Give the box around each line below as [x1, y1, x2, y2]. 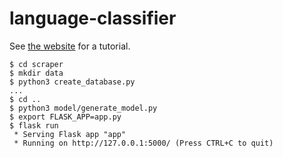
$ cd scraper [9, 59, 64, 69]
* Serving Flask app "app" [13, 129, 127, 139]
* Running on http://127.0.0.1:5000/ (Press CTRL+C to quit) [13, 138, 274, 148]
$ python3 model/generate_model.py [9, 103, 158, 113]
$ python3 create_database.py [9, 77, 136, 87]
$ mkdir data [9, 68, 64, 78]
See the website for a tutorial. [9, 40, 131, 52]
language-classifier [9, 7, 177, 30]
